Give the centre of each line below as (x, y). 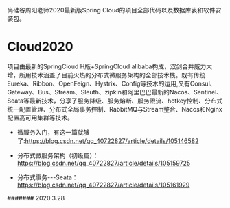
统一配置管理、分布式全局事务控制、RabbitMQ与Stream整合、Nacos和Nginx (115, 109)
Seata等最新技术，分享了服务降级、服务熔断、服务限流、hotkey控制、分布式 (115, 101)
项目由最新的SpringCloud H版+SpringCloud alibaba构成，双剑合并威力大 (110, 66)
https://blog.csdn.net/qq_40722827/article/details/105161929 (103, 185)
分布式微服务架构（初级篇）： (58, 155)
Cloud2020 (40, 47)
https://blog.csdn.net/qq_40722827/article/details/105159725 (104, 163)
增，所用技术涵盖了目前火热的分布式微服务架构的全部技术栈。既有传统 (106, 75)
